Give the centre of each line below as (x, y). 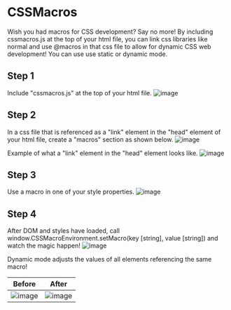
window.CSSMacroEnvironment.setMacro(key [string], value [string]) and (113, 238)
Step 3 (22, 175)
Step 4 (22, 214)
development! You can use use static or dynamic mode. (87, 54)
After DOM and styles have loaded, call (64, 231)
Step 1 (21, 76)
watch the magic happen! (44, 245)
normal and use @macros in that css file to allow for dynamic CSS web (109, 46)
